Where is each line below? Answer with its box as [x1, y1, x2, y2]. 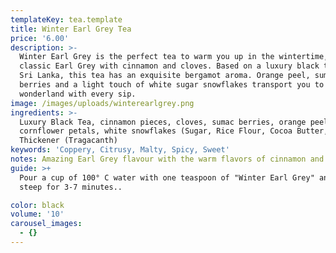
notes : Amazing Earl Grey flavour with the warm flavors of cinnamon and [10, 154, 325, 164]
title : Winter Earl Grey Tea [10, 24, 132, 34]
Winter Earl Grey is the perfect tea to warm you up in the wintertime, [19, 52, 329, 62]
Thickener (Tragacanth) [19, 136, 118, 146]
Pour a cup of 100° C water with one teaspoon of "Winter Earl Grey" [19, 172, 315, 183]
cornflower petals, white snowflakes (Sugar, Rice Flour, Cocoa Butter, [19, 126, 329, 136]
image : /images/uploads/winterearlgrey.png [10, 98, 195, 108]
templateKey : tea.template [10, 14, 123, 25]
